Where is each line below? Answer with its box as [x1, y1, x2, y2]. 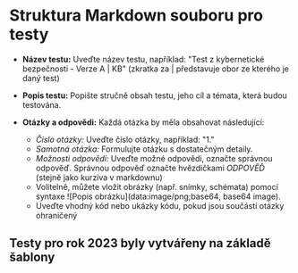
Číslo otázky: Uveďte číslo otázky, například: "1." [35, 134, 215, 145]
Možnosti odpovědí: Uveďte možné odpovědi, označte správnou [35, 153, 273, 163]
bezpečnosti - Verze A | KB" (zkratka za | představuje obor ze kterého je [21, 63, 289, 74]
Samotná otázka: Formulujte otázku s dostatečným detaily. [35, 144, 253, 154]
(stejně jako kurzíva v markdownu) [35, 171, 163, 183]
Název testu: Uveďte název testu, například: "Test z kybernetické [21, 54, 265, 64]
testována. [21, 99, 62, 110]
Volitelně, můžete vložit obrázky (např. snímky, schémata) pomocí [35, 181, 279, 192]
